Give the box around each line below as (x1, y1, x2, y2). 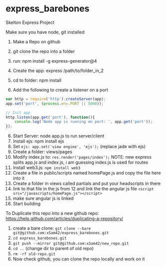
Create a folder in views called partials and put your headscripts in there (12, 180, 161, 186)
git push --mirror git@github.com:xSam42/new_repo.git (12, 241, 129, 246)
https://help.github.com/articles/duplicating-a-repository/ (5, 216, 123, 222)
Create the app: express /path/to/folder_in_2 (12, 68, 104, 74)
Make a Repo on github (12, 38, 61, 45)
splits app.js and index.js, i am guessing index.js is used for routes (12, 160, 149, 166)
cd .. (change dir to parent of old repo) (12, 246, 94, 252)
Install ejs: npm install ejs (12, 138, 64, 144)
